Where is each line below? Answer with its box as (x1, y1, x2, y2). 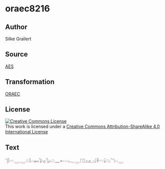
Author (5, 23, 27, 31)
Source (5, 50, 28, 58)
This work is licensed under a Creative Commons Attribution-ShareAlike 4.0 (5, 123, 160, 129)
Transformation (5, 78, 55, 86)
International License (5, 129, 48, 135)
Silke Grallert (5, 36, 31, 42)
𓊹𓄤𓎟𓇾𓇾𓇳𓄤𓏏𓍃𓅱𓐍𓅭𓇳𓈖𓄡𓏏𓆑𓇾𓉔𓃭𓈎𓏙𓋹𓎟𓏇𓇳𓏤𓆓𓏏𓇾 (5, 158, 124, 164)
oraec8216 (5, 3, 50, 14)
